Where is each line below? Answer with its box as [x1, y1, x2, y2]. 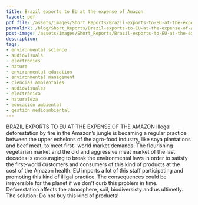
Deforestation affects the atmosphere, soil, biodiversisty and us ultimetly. [6, 186, 184, 193]
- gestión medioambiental [6, 107, 70, 113]
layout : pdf [6, 14, 35, 20]
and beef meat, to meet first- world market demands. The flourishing [6, 142, 173, 149]
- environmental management [6, 74, 75, 80]
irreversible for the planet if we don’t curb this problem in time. [6, 180, 158, 187]
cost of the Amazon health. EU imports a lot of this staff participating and [6, 167, 184, 174]
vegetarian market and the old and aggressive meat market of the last [6, 148, 176, 156]
